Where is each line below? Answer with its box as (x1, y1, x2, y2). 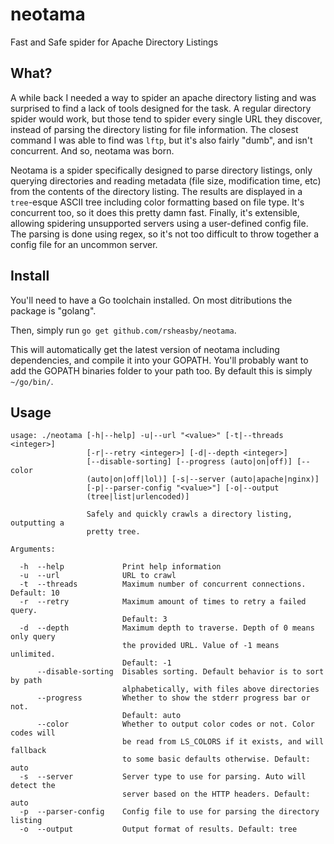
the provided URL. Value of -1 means (121, 641, 280, 651)
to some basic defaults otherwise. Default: (121, 754, 311, 765)
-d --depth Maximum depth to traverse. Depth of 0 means (19, 623, 315, 633)
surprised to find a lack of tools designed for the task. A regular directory (10, 102, 312, 114)
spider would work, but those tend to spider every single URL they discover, (10, 113, 323, 125)
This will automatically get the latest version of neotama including (10, 343, 280, 355)
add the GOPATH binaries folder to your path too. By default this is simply (10, 364, 313, 377)
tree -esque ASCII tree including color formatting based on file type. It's (10, 196, 305, 208)
